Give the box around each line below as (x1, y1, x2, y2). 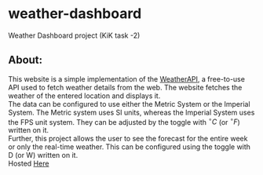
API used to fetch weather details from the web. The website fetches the (8, 82, 243, 92)
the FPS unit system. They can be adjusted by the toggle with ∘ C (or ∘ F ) (8, 115, 241, 126)
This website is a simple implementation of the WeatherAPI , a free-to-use (8, 74, 246, 83)
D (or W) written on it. (8, 151, 79, 160)
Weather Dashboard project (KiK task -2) (8, 31, 141, 40)
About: (8, 53, 43, 67)
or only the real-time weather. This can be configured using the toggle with (8, 142, 251, 151)
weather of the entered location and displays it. (8, 91, 161, 100)
